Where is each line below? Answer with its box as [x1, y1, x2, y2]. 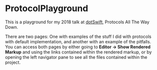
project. [5, 59, 21, 65]
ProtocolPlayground [5, 3, 88, 14]
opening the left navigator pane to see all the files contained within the [5, 54, 148, 60]
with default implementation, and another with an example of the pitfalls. [5, 38, 151, 44]
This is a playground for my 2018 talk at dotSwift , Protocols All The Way [5, 19, 150, 25]
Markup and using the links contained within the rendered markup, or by [5, 49, 152, 55]
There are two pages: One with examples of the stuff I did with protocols [5, 34, 152, 39]
